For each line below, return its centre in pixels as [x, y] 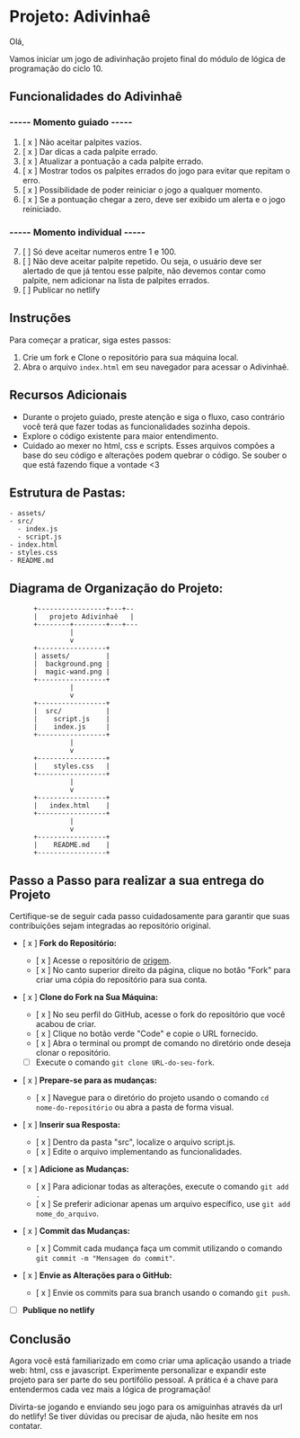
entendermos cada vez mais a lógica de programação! [110, 1389]
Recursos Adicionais [68, 395]
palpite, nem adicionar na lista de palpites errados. [116, 280]
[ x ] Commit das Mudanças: [76, 1231]
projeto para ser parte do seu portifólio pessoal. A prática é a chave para [144, 1380]
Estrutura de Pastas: [67, 492]
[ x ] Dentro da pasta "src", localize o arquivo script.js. [136, 1142]
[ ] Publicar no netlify [61, 290]
